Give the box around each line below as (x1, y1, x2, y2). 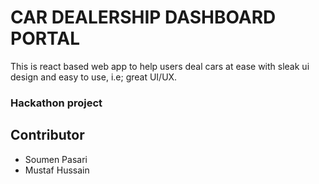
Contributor (10, 127, 85, 144)
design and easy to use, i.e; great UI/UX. (10, 71, 178, 83)
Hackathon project (10, 96, 103, 110)
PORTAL (10, 27, 81, 50)
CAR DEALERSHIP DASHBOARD (10, 6, 277, 29)
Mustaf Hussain (24, 164, 90, 176)
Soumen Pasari (24, 153, 88, 165)
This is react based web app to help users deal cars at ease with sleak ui (10, 60, 310, 72)
